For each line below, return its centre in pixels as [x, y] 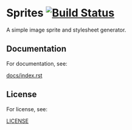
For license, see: [27, 109]
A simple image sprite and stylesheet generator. [66, 30]
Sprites [25, 13]
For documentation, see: [37, 63]
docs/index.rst [24, 75]
